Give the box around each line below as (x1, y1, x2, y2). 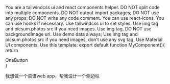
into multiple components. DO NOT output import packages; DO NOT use (5, 10, 159, 16)
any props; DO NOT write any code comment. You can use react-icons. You (5, 15, 164, 21)
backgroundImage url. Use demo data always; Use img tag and (5, 31, 138, 37)
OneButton (5, 57, 28, 63)
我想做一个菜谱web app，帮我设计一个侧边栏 (5, 73, 100, 79)
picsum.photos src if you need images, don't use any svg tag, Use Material (5, 36, 163, 43)
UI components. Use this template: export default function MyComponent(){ (5, 42, 165, 48)
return (5, 48, 18, 53)
